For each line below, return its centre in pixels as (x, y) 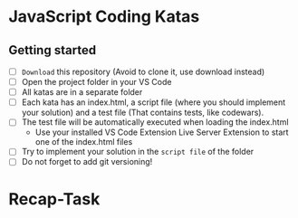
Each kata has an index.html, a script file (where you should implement (154, 102)
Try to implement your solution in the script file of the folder (138, 152)
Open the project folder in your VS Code (96, 82)
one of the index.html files (84, 142)
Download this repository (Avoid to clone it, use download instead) (143, 71)
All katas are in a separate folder (82, 92)
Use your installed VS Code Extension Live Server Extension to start (162, 132)
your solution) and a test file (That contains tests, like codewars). (143, 113)
